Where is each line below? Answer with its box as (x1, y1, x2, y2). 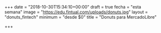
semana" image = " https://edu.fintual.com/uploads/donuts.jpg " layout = (4, 9, 148, 15)
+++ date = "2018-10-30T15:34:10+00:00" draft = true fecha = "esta (4, 4, 142, 10)
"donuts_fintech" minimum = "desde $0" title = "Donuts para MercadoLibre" (4, 14, 157, 20)
